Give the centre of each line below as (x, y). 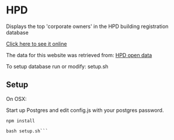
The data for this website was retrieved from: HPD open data (79, 55)
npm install (20, 121)
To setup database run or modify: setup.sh (57, 66)
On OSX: (17, 99)
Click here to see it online (36, 44)
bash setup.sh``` (27, 131)
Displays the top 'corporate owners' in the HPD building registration (87, 26)
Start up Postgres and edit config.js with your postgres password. (85, 110)
